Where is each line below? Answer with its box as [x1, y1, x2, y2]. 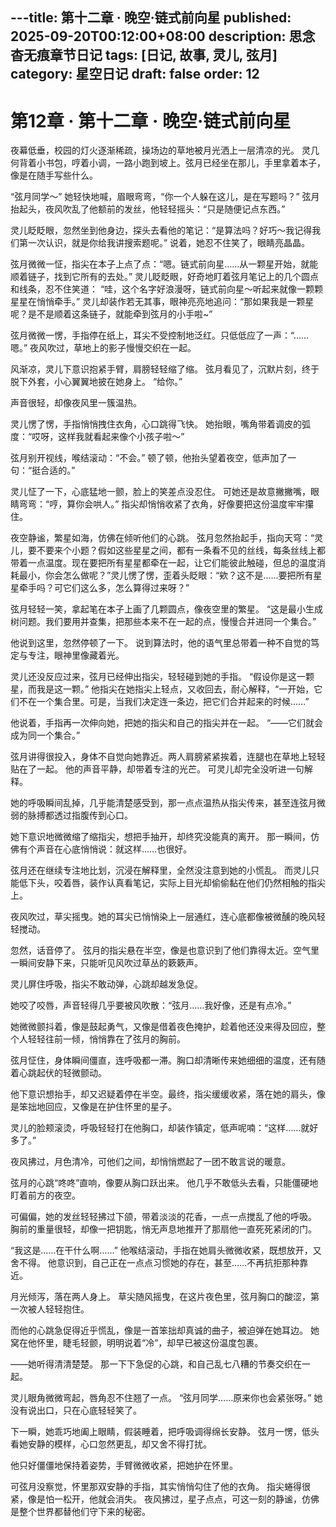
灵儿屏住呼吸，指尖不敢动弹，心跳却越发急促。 [10, 978, 203, 990]
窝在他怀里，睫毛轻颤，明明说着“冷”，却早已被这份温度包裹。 [10, 1337, 264, 1349]
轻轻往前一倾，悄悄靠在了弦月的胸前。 [27, 1033, 186, 1045]
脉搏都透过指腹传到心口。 [27, 809, 133, 822]
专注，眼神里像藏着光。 [27, 649, 125, 662]
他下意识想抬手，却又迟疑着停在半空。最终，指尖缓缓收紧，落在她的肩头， [10, 1088, 317, 1100]
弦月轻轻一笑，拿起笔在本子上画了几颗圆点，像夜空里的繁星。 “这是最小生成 [10, 603, 324, 615]
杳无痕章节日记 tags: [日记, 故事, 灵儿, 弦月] [10, 47, 278, 64]
